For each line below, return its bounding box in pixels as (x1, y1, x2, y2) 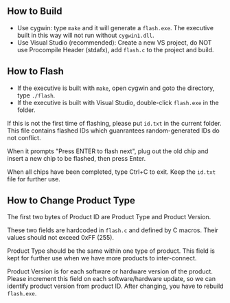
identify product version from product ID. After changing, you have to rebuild (7, 282, 224, 291)
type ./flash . (16, 91, 56, 99)
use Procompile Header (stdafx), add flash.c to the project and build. (16, 45, 214, 54)
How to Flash (7, 65, 64, 78)
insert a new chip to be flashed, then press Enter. (7, 154, 146, 162)
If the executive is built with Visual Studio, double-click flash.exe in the (16, 98, 219, 106)
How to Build (7, 5, 63, 17)
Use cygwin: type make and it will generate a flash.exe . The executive (16, 23, 214, 32)
